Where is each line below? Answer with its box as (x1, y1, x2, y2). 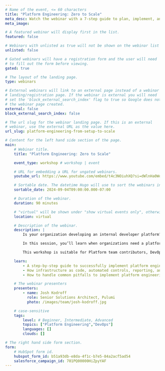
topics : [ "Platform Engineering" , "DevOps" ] (23, 322, 113, 327)
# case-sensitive (14, 308, 50, 314)
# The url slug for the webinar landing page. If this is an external (5, 120, 153, 125)
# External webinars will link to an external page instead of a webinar (5, 88, 160, 93)
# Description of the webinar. (14, 223, 78, 228)
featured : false (5, 34, 38, 39)
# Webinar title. (14, 147, 50, 152)
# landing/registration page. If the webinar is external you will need (5, 93, 157, 98)
